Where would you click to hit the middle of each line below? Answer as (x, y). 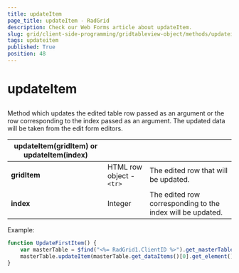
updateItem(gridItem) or (56, 146)
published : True (31, 47)
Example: (21, 230)
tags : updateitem (33, 41)
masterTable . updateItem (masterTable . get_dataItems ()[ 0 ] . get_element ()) (128, 257)
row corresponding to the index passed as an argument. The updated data (116, 121)
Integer (119, 204)
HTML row (125, 167)
